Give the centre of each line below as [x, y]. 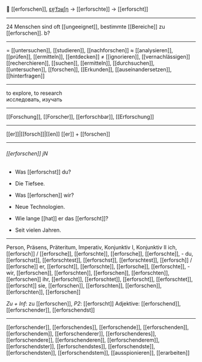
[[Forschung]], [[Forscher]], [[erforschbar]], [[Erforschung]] [80, 117]
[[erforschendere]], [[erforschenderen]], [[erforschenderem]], [83, 340]
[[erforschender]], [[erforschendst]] [50, 310]
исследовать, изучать [34, 99]
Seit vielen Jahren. [38, 230]
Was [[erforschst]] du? [43, 172]
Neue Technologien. [40, 207]
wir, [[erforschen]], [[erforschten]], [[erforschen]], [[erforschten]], [88, 273]
